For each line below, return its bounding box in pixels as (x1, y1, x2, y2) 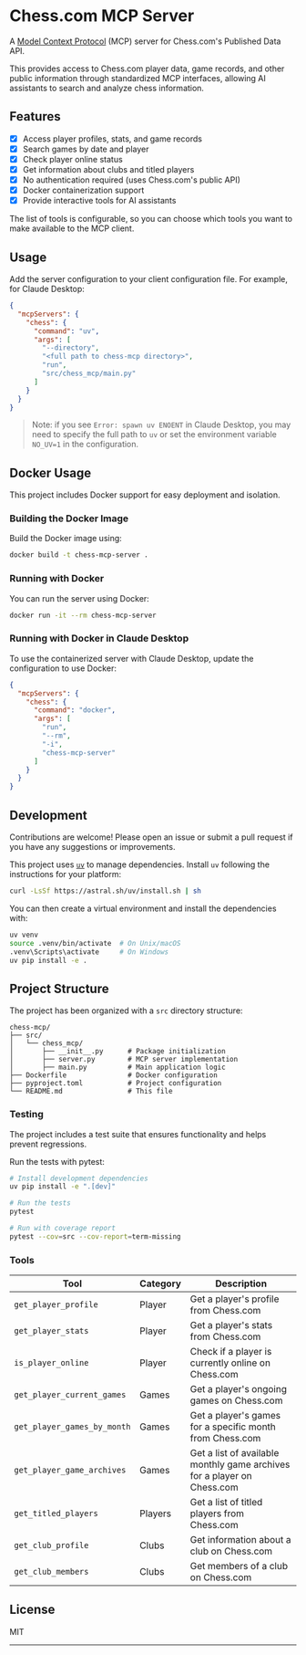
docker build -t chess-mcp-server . (9, 550, 148, 560)
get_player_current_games (14, 1389, 127, 1400)
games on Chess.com (189, 1394, 283, 1407)
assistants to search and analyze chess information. (9, 82, 205, 93)
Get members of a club (189, 1560, 289, 1573)
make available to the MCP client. (9, 223, 135, 234)
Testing (9, 1108, 44, 1121)
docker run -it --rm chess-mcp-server (9, 611, 157, 620)
